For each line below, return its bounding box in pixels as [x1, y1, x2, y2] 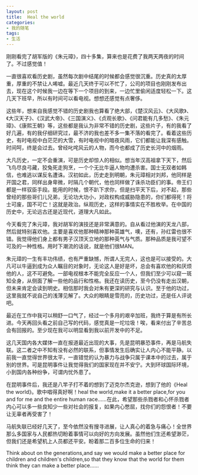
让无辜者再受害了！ [6, 410, 53, 417]
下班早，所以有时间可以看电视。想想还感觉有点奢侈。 [16, 95, 146, 102]
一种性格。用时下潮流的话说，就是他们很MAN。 [21, 243, 137, 250]
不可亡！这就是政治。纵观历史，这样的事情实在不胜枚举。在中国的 [31, 201, 192, 208]
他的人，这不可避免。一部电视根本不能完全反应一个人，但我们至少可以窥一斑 [6, 270, 192, 277]
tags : [6, 31, 19, 36]
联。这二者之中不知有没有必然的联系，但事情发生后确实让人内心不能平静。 [6, 347, 187, 353]
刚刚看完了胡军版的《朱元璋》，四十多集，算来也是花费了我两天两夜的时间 [6, 53, 184, 59]
